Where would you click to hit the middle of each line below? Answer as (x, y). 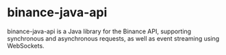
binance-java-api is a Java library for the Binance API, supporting (99, 31)
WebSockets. (26, 45)
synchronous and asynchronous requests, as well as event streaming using (113, 38)
